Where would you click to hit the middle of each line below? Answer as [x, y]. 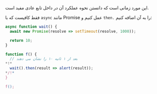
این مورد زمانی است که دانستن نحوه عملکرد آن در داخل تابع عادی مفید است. [77, 8]
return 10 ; [21, 40]
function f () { [21, 54]
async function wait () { [31, 27]
